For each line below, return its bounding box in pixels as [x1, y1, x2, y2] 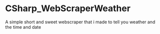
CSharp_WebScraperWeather [5, 3, 131, 14]
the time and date [5, 24, 41, 30]
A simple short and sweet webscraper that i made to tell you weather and [5, 19, 156, 25]
